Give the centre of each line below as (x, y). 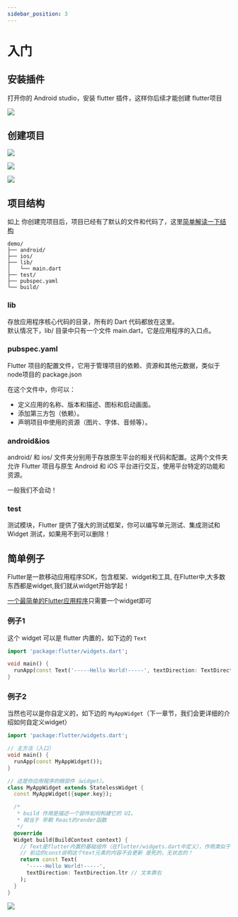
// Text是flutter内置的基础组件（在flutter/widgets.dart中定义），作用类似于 (125, 846)
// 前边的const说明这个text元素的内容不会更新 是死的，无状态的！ (107, 853)
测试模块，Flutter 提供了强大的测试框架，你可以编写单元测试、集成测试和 (114, 525)
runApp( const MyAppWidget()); (58, 761)
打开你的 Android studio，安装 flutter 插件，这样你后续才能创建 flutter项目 (115, 98)
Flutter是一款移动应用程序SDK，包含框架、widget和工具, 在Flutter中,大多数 (117, 577)
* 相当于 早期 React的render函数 (62, 820)
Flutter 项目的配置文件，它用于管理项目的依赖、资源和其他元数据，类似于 (114, 365)
